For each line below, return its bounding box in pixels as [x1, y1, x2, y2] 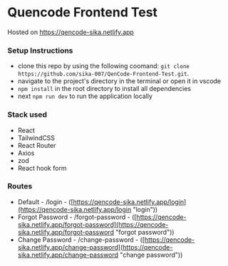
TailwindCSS [17, 133, 56, 142]
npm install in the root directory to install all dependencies [17, 85, 192, 93]
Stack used [7, 110, 48, 119]
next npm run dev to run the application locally [17, 92, 153, 100]
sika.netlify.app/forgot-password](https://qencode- [17, 220, 169, 228]
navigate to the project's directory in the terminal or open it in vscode [17, 77, 222, 85]
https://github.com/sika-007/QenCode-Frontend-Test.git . [17, 69, 190, 78]
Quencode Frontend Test [7, 4, 158, 21]
